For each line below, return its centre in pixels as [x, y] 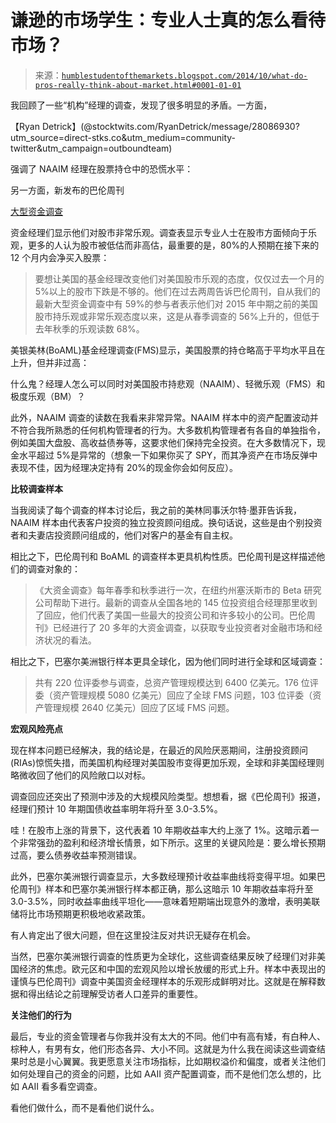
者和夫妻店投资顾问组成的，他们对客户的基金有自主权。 [124, 535]
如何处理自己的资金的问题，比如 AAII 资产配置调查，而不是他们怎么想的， [161, 1073]
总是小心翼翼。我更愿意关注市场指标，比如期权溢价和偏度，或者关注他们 [176, 1061]
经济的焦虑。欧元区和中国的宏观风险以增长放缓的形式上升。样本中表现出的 [172, 968]
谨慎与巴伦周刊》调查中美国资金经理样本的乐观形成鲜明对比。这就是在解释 [163, 981]
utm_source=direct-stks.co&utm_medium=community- [123, 137]
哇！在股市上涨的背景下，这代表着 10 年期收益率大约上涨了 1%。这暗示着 [160, 830]
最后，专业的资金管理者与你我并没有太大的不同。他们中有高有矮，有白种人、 [168, 1036]
